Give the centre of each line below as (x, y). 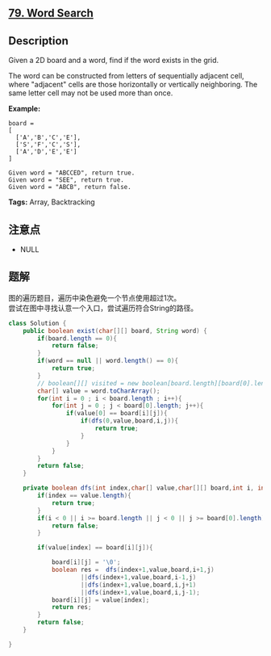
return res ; (71, 608)
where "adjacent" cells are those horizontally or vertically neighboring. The (133, 85)
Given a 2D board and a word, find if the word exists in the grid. (114, 61)
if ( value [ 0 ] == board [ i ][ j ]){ (117, 414)
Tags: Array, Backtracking (52, 202)
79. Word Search (51, 13)
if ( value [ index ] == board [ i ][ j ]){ (95, 548)
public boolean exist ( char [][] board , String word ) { (115, 330)
